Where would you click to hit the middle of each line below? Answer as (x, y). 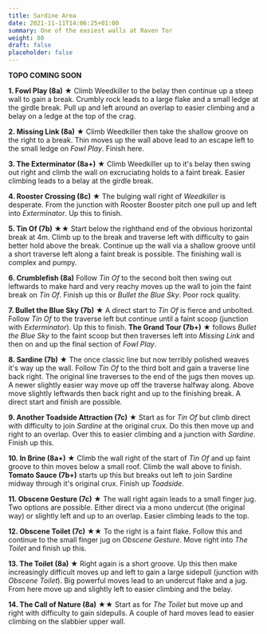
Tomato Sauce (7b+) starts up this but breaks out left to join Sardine (120, 475)
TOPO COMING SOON (45, 75)
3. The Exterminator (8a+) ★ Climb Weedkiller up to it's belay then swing (130, 164)
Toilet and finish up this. (47, 548)
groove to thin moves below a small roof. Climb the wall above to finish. (125, 466)
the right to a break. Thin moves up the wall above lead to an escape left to (131, 140)
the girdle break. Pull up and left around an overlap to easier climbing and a (132, 108)
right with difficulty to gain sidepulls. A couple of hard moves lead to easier (132, 613)
